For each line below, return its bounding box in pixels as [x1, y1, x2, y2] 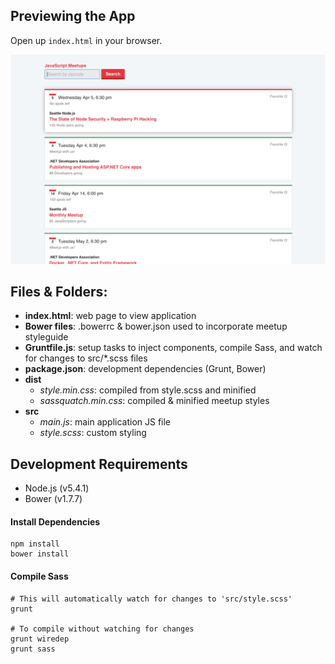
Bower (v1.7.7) [24, 493, 83, 505]
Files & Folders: [10, 284, 108, 301]
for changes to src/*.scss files [24, 352, 148, 364]
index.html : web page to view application [24, 310, 197, 322]
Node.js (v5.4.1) [24, 482, 90, 494]
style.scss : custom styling [39, 427, 147, 439]
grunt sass [10, 644, 56, 654]
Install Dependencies [10, 515, 101, 528]
